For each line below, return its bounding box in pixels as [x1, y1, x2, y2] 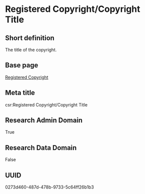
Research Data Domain [5, 144, 77, 152]
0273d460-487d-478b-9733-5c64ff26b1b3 [5, 184, 94, 190]
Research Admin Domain [5, 116, 83, 125]
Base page [5, 61, 38, 70]
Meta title [5, 89, 36, 97]
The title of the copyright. [5, 47, 57, 52]
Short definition [5, 34, 55, 42]
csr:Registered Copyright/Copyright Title [5, 101, 88, 107]
